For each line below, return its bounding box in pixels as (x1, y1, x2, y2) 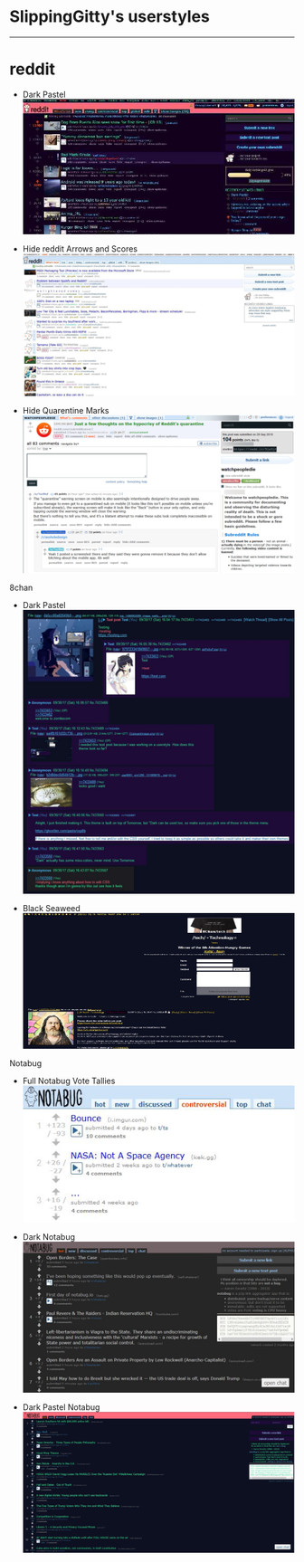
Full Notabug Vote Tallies (22, 1075, 116, 1087)
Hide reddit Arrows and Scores (22, 243, 138, 254)
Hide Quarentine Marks (22, 405, 109, 415)
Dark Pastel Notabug (22, 1401, 100, 1413)
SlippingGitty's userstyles (9, 6, 211, 27)
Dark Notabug (22, 1232, 75, 1243)
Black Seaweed (22, 903, 81, 914)
